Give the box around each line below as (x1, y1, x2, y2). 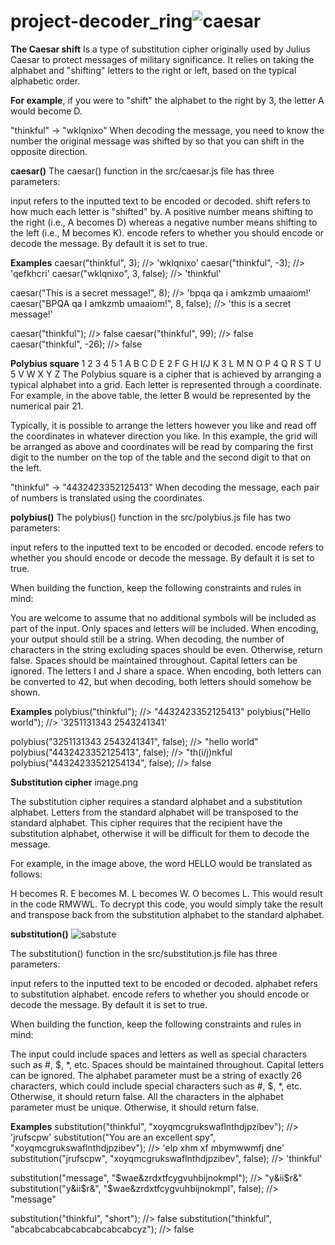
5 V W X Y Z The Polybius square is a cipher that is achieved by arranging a (10, 368, 322, 380)
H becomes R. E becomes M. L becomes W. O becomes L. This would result (10, 887, 323, 899)
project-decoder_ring (10, 10, 193, 33)
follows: (10, 868, 43, 880)
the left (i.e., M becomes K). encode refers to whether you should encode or (10, 226, 325, 239)
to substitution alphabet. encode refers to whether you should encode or (10, 988, 310, 1000)
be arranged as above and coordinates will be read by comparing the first (10, 440, 314, 452)
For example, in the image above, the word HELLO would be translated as (10, 857, 313, 869)
